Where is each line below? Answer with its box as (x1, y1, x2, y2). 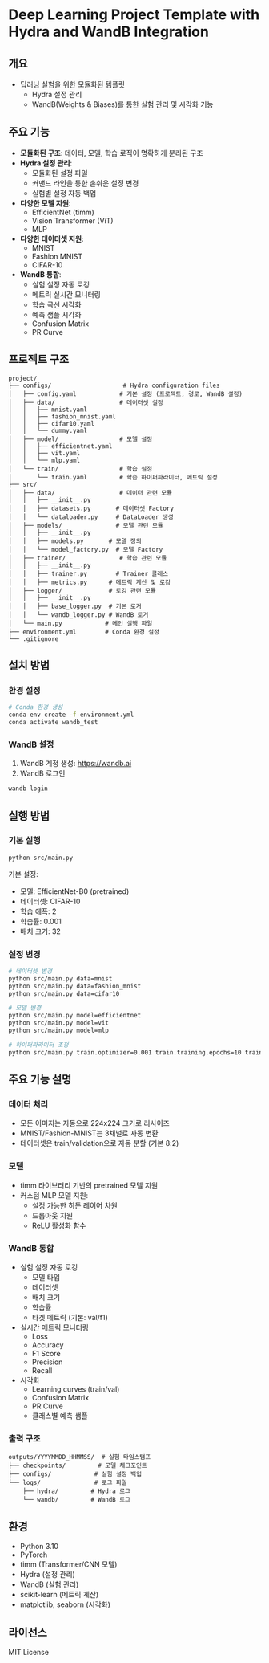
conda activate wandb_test (8, 719, 98, 727)
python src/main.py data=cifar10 (8, 989, 120, 997)
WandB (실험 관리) (19, 1579, 79, 1589)
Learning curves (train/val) (31, 1384, 120, 1394)
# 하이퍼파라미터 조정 (8, 1041, 69, 1049)
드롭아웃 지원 (31, 1210, 74, 1220)
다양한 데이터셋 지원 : (19, 234, 84, 243)
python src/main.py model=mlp (8, 1026, 110, 1035)
